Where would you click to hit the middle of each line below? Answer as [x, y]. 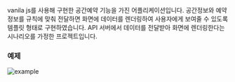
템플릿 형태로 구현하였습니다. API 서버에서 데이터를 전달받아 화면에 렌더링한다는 [116, 27]
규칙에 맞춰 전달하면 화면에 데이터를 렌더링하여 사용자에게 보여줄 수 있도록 [127, 19]
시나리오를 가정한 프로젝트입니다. [53, 36]
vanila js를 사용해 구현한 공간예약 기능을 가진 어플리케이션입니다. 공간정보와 [111, 10]
